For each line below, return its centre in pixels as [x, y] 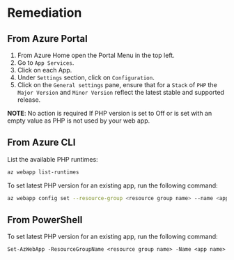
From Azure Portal [48, 39]
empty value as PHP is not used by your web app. [79, 121]
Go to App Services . [46, 63]
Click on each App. [45, 70]
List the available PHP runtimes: [53, 159]
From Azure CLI [41, 143]
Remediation [45, 13]
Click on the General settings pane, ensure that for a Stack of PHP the [117, 85]
